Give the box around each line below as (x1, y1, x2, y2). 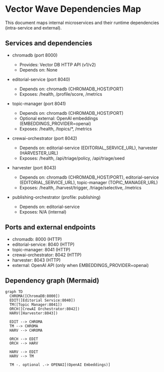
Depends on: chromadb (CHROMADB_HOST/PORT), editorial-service (19, 174, 159, 180)
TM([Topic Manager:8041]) (9, 302, 63, 307)
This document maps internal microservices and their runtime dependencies (5, 20, 159, 26)
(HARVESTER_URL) (19, 150, 59, 156)
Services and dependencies (5, 39, 93, 48)
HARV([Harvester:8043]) (9, 311, 58, 316)
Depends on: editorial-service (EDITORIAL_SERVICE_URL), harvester (19, 145, 158, 151)
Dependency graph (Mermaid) (5, 276, 99, 285)
